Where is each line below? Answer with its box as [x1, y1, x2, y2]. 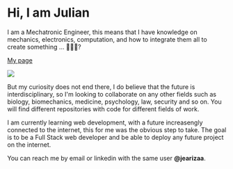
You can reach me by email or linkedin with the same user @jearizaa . [7, 154, 207, 162]
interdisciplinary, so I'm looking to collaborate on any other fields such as [7, 90, 217, 98]
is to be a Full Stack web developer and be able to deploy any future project [7, 133, 224, 141]
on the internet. [7, 140, 51, 149]
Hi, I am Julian [7, 5, 90, 21]
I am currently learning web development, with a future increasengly [7, 118, 203, 127]
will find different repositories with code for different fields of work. [7, 104, 200, 113]
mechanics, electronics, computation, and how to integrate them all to [7, 35, 207, 43]
